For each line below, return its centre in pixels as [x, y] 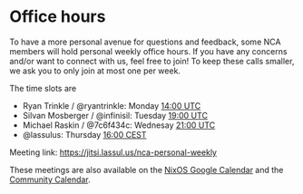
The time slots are [43, 88]
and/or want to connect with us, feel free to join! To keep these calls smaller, [152, 61]
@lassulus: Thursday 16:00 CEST [84, 134]
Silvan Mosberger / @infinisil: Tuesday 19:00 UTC [115, 115]
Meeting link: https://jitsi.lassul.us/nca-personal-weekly [113, 152]
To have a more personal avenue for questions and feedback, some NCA [145, 42]
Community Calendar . [50, 179]
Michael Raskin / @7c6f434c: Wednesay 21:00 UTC [119, 125]
